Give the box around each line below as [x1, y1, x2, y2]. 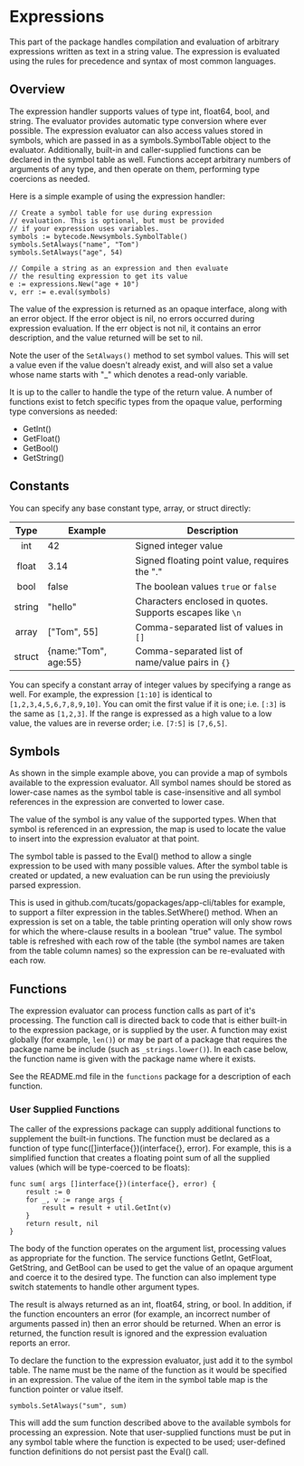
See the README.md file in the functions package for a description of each [9, 1071, 291, 1082]
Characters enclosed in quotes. [135, 595, 269, 608]
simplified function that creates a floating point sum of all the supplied [9, 1153, 271, 1164]
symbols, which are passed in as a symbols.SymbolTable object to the [9, 134, 271, 146]
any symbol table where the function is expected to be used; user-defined [9, 1437, 286, 1448]
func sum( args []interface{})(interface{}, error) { [9, 1180, 217, 1189]
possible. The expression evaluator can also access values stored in [9, 125, 264, 136]
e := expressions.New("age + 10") [9, 279, 140, 289]
